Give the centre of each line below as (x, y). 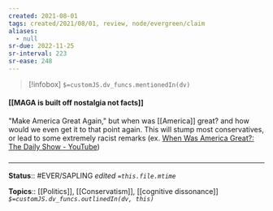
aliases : (23, 31)
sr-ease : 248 (30, 62)
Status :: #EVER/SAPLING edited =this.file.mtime (92, 176)
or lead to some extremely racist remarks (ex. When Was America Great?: (131, 138)
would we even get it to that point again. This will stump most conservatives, (136, 130)
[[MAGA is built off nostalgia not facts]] (76, 103)
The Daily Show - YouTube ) (54, 147)
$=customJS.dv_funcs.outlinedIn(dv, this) (81, 200)
